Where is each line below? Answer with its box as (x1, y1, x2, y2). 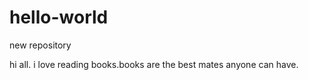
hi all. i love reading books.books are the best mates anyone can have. (9, 58, 299, 70)
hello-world (9, 6, 109, 29)
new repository (9, 39, 72, 51)
